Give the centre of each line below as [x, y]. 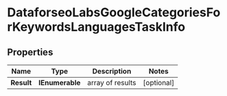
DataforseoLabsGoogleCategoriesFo [114, 13]
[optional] [159, 83]
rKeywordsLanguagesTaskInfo [96, 27]
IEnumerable [60, 83]
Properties [30, 52]
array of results [112, 83]
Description [112, 71]
